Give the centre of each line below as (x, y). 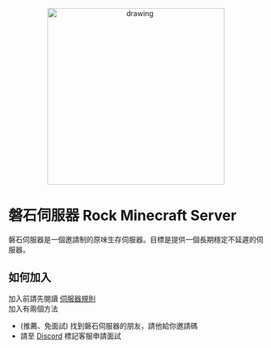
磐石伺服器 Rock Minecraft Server (123, 216)
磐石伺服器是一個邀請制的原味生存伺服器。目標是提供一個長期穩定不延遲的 (132, 239)
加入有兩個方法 (33, 308)
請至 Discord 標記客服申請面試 (70, 336)
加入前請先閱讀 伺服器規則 (52, 298)
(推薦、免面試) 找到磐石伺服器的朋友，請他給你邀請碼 (109, 325)
